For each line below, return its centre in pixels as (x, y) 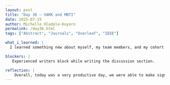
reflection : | (20, 70)
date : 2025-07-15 (24, 19)
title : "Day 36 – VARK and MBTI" (40, 15)
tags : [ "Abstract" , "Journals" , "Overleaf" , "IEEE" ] (62, 33)
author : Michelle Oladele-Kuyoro (40, 24)
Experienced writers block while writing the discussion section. (83, 61)
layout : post (19, 10)
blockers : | (18, 56)
